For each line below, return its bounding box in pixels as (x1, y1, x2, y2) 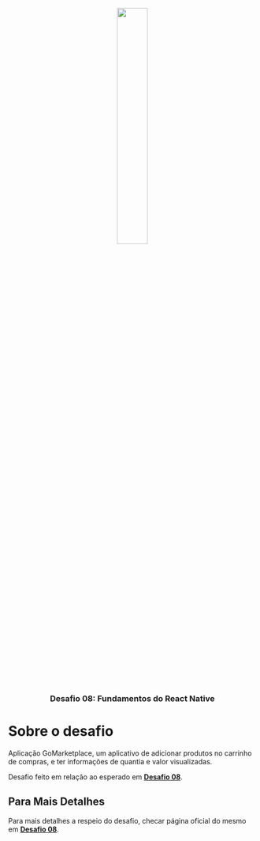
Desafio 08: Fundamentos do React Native (50, 692, 215, 703)
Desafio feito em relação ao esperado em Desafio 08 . (8, 771, 183, 782)
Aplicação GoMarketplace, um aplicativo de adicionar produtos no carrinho (8, 748, 252, 758)
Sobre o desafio (8, 722, 114, 741)
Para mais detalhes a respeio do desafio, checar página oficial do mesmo (8, 816, 247, 825)
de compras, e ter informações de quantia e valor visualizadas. (8, 756, 213, 766)
